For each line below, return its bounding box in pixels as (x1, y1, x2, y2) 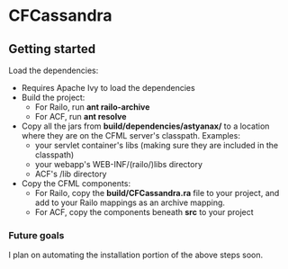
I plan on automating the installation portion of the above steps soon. (8, 249, 264, 261)
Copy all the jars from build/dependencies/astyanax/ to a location (21, 121, 270, 131)
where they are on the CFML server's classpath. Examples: (21, 130, 240, 140)
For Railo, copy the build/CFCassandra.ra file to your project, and (34, 188, 280, 198)
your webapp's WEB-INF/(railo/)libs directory (34, 159, 203, 169)
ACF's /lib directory (34, 168, 107, 179)
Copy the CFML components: (21, 178, 131, 189)
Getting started (8, 41, 96, 57)
